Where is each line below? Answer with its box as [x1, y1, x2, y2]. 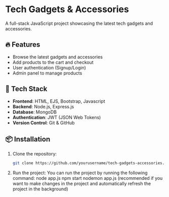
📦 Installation [5, 135, 51, 143]
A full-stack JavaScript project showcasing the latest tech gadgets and [5, 20, 153, 26]
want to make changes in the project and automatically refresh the [12, 181, 151, 187]
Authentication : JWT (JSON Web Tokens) [12, 114, 101, 120]
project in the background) [12, 186, 68, 192]
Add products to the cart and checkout [12, 59, 94, 65]
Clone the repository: [12, 151, 57, 157]
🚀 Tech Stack [5, 85, 48, 93]
